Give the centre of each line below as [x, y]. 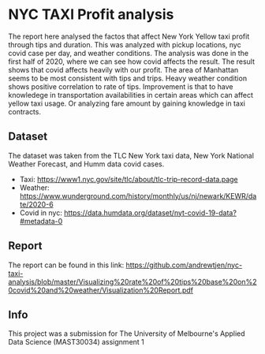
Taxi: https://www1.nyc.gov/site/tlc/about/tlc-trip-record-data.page [129, 179]
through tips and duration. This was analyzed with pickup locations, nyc [125, 44]
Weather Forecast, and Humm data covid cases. [86, 164]
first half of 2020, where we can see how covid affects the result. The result [131, 61]
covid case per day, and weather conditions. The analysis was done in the [129, 53]
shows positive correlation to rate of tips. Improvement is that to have [121, 86]
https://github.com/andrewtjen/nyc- [184, 265]
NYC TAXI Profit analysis [91, 15]
